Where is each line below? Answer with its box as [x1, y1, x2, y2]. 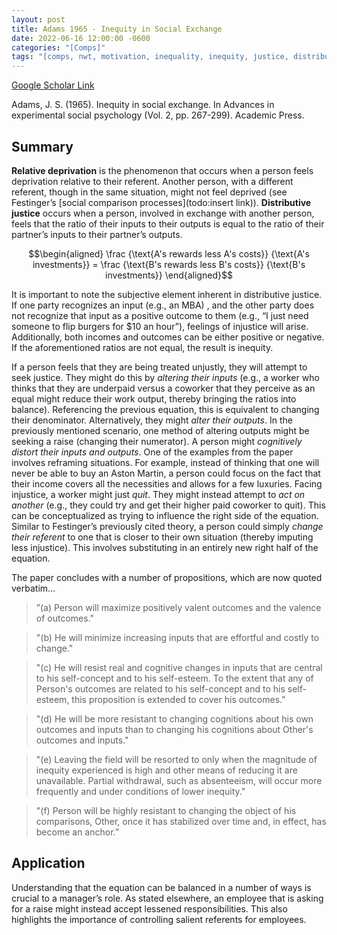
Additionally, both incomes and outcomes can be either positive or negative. [11, 331, 325, 343]
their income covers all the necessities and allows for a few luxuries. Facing [11, 477, 323, 490]
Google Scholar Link [11, 79, 95, 91]
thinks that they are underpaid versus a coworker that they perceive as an [11, 382, 316, 394]
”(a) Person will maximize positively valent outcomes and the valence [35, 601, 322, 613]
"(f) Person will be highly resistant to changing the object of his [35, 804, 297, 816]
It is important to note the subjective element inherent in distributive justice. [11, 288, 323, 300]
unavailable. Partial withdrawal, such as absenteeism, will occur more [35, 774, 323, 786]
